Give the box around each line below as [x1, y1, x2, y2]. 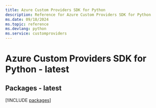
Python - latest [5, 64, 70, 75]
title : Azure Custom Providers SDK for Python [5, 7, 106, 13]
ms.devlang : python [5, 26, 47, 31]
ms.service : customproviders [5, 31, 67, 36]
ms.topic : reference [5, 21, 49, 27]
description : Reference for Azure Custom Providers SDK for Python [5, 12, 151, 17]
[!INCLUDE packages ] [5, 97, 51, 103]
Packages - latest [5, 84, 62, 92]
